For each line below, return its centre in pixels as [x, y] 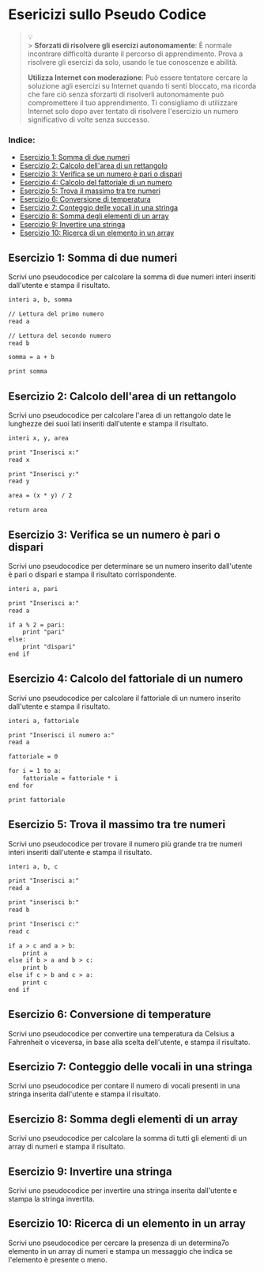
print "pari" [44, 632]
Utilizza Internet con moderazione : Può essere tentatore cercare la [138, 78]
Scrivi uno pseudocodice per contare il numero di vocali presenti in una [124, 1086]
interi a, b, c [33, 867]
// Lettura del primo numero [56, 314]
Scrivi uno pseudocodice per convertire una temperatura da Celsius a [121, 1033]
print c [35, 982]
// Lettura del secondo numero [60, 335]
